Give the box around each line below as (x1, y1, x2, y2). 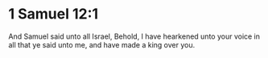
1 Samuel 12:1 (8, 5, 99, 23)
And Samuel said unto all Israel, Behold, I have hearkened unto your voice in (8, 31, 260, 41)
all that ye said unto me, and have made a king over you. (8, 39, 196, 49)
